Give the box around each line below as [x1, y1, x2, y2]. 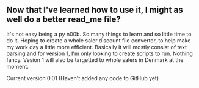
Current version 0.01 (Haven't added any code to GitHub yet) [6, 74, 159, 81]
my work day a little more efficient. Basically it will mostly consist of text [6, 43, 187, 50]
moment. [6, 63, 29, 70]
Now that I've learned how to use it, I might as [6, 5, 183, 15]
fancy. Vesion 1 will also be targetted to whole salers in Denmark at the [6, 56, 184, 63]
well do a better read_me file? [6, 15, 121, 25]
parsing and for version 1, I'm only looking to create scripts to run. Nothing [6, 50, 194, 57]
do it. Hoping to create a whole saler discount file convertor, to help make [6, 36, 191, 44]
